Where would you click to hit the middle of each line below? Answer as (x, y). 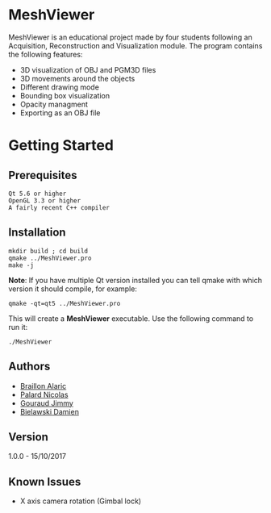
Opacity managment (54, 104)
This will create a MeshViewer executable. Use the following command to (131, 318)
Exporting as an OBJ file (60, 113)
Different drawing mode (59, 87)
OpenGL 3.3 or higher (45, 200)
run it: (18, 327)
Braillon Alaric (43, 386)
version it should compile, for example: (73, 289)
